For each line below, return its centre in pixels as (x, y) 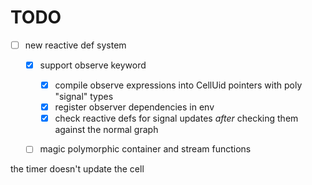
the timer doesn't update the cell (77, 169)
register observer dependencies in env (134, 107)
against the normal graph (106, 130)
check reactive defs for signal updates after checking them (176, 118)
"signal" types (84, 97)
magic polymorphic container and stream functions (145, 149)
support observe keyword (93, 65)
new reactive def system (75, 45)
